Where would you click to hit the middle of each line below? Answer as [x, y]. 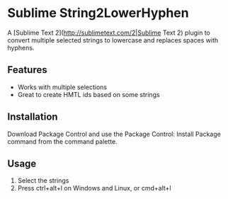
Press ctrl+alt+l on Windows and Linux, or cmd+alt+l [94, 188]
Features [27, 70]
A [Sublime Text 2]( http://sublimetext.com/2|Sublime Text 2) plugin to [109, 33]
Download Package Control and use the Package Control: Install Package [114, 134]
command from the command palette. [63, 141]
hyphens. [21, 47]
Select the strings [43, 181]
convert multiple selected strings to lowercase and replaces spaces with [113, 40]
